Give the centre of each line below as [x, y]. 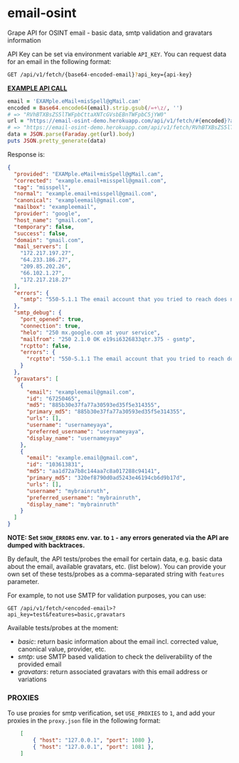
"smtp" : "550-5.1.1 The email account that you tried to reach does [124, 300]
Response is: [26, 154]
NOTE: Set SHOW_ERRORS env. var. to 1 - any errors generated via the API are [118, 538]
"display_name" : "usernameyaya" [74, 438]
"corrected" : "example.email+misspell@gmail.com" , [90, 180]
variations [32, 679]
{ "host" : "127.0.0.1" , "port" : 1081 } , [94, 747]
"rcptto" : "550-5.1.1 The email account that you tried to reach [125, 359]
